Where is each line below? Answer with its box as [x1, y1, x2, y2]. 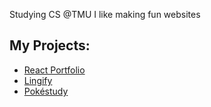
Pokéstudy [23, 85, 69, 97]
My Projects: [9, 37, 91, 54]
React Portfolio [23, 64, 86, 76]
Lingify [23, 74, 53, 86]
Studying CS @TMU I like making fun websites [9, 9, 201, 20]
